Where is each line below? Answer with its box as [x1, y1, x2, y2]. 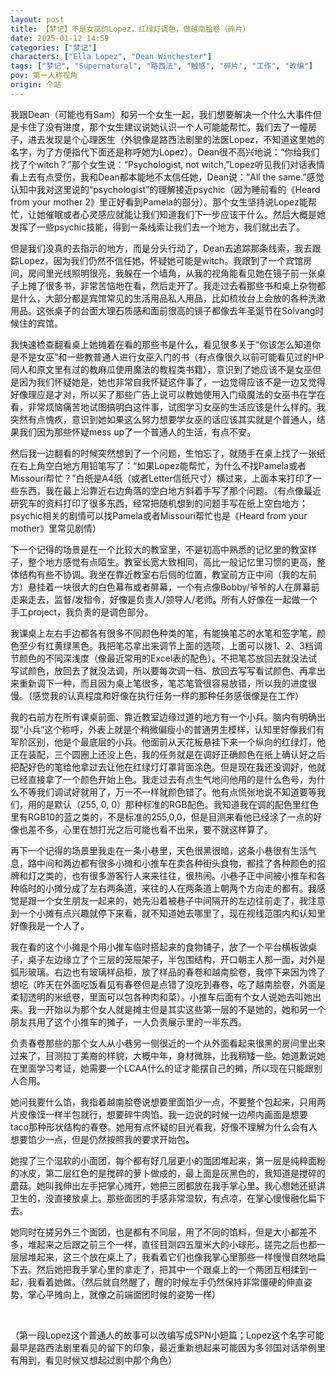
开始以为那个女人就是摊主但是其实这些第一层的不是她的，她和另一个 [44, 1003, 326, 1015]
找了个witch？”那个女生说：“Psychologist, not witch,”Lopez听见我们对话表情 [10, 158, 325, 170]
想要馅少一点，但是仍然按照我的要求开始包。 [10, 1133, 195, 1145]
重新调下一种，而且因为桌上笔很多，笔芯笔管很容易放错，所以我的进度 [18, 677, 308, 689]
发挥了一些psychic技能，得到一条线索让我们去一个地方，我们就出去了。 [10, 221, 306, 233]
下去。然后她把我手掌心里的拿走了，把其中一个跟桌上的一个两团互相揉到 [10, 1263, 308, 1275]
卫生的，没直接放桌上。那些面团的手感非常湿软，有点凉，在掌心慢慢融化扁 [10, 1192, 317, 1204]
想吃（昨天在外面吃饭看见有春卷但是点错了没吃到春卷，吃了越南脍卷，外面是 [10, 978, 326, 990]
